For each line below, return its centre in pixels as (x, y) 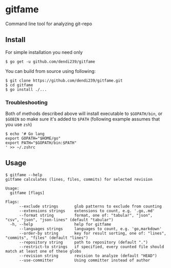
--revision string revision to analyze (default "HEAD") (88, 256)
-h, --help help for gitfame (61, 224)
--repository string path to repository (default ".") (83, 242)
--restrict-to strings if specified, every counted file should (91, 247)
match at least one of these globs (43, 251)
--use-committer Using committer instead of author (84, 260)
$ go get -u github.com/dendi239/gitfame (50, 62)
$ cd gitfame (19, 85)
